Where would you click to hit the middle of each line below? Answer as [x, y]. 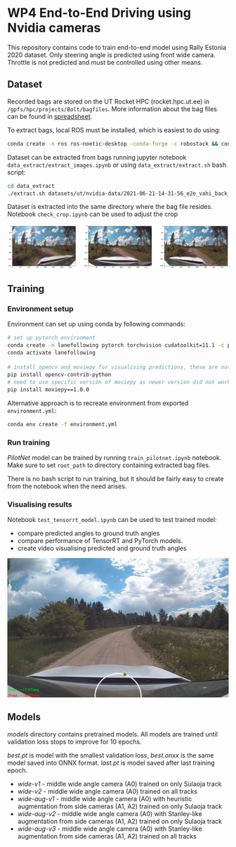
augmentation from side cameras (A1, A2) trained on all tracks [107, 836]
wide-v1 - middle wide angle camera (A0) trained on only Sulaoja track [119, 784]
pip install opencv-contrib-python [59, 375]
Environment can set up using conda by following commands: [97, 324]
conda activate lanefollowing [52, 352]
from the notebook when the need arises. [67, 486]
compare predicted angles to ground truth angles [88, 533]
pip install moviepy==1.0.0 [48, 390]
